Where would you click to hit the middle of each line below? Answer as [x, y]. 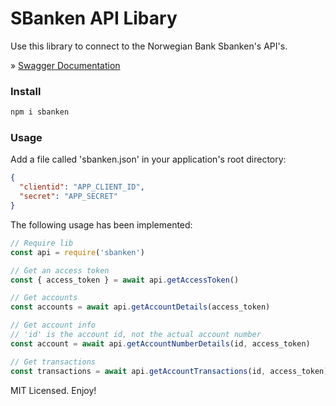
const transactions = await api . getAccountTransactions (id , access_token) [169, 371]
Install [26, 91]
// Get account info [53, 325]
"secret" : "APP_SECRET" [68, 197]
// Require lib [42, 243]
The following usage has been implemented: [101, 224]
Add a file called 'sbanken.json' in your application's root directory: [148, 159]
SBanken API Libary [94, 18]
